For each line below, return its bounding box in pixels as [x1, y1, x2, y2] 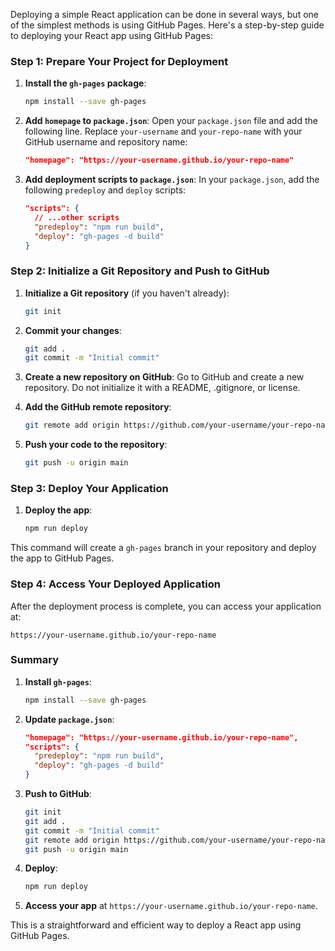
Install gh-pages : [24, 675, 92, 688]
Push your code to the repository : [24, 439, 168, 451]
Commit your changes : [24, 324, 122, 336]
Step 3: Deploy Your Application [10, 482, 169, 496]
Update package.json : [24, 713, 115, 725]
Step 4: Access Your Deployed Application [10, 577, 221, 591]
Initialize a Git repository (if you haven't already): [24, 287, 230, 299]
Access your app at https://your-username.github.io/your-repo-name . [24, 900, 318, 912]
